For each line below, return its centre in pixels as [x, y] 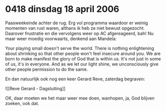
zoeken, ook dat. [22, 103]
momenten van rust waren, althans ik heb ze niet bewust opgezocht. [75, 28]
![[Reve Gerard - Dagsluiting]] [35, 88]
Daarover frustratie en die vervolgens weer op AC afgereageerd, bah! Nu [79, 33]
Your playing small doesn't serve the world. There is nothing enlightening [80, 48]
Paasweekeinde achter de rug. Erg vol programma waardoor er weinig [77, 23]
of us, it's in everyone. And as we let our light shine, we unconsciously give [82, 64]
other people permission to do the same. [47, 69]
